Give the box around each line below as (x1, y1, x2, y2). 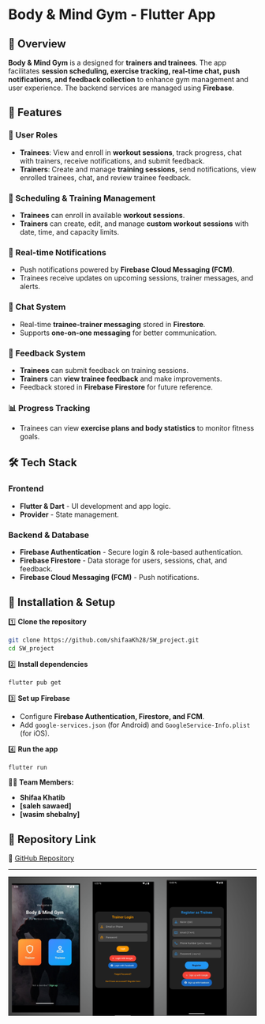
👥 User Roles (8, 130, 58, 141)
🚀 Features (8, 106, 62, 119)
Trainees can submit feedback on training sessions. (19, 365, 189, 375)
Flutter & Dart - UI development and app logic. (19, 501, 171, 510)
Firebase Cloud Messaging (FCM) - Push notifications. (19, 573, 200, 582)
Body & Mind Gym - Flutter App (8, 6, 216, 24)
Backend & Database (8, 529, 89, 540)
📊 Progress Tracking (8, 402, 91, 413)
